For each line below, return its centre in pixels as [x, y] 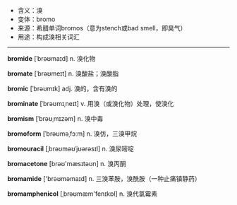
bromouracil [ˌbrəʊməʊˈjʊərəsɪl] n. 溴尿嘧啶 [71, 148]
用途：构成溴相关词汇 [48, 37]
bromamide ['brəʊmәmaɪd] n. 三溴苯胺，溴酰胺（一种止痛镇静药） [104, 178]
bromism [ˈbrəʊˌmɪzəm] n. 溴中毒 [55, 118]
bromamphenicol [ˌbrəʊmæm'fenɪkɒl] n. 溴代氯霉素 [83, 194]
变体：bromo [36, 19]
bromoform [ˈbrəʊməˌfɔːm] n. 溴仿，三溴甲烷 [72, 134]
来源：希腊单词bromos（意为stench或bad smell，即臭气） [102, 28]
